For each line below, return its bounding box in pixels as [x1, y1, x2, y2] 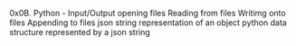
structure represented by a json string [9, 27, 151, 37]
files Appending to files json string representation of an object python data [9, 17, 287, 28]
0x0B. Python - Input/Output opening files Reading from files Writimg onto [9, 8, 287, 18]
